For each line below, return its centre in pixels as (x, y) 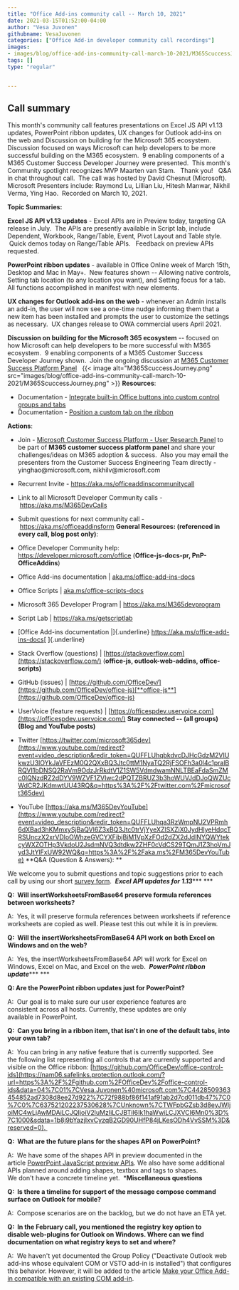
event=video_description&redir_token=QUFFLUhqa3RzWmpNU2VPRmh (123, 822)
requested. (23, 251)
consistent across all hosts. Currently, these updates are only (97, 1010)
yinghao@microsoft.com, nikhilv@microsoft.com (89, 470)
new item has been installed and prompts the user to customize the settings (118, 317)
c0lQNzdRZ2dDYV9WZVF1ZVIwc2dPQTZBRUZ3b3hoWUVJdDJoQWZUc (124, 778)
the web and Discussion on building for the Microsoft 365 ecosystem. (109, 140)
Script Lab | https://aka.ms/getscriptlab (75, 618)
